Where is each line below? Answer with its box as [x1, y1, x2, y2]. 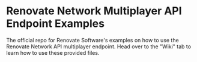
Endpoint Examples [6, 17, 105, 30]
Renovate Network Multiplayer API [6, 4, 182, 18]
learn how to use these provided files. [6, 49, 100, 56]
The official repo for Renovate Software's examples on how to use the [6, 36, 179, 44]
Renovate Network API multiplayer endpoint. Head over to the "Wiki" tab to [6, 43, 191, 50]
